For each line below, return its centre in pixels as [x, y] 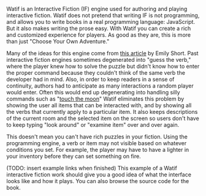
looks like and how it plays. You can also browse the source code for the [98, 181]
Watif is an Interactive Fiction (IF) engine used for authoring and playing [97, 9]
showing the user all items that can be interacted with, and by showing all [99, 105]
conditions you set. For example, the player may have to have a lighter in [98, 150]
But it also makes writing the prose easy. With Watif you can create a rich [99, 28]
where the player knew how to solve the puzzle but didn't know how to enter [103, 66]
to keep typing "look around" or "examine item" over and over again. [93, 125]
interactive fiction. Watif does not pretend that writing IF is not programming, [103, 15]
